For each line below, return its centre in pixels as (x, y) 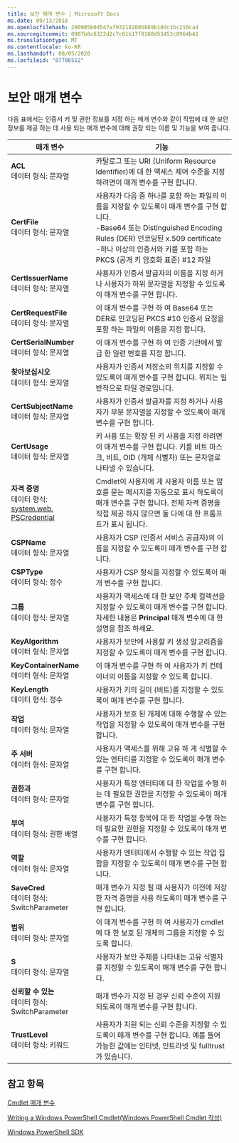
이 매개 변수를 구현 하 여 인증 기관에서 (155, 343)
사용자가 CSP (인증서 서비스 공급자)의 (155, 537)
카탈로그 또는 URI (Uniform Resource (156, 161)
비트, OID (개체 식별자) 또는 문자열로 (164, 457)
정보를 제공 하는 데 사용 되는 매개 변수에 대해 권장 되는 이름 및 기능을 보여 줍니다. (119, 127)
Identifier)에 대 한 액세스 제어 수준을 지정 (160, 172)
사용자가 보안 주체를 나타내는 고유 (149, 956)
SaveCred (28, 887)
